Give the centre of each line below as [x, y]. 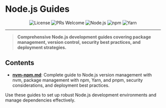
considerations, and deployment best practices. [61, 85]
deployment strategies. [42, 47]
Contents [20, 63]
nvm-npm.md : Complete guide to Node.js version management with [82, 74]
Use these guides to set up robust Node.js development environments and [81, 95]
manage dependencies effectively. [40, 100]
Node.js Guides [38, 9]
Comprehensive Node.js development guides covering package [84, 37]
